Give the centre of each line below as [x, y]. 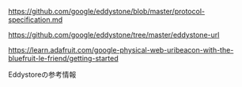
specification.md [36, 20]
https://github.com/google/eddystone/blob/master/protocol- [107, 11]
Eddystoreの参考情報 [42, 74]
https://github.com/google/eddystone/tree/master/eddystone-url [114, 35]
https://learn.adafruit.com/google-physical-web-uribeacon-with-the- [121, 50]
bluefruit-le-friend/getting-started [63, 58]
